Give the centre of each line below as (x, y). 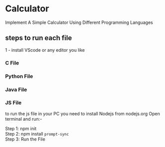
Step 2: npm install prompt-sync (37, 134)
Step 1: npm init (21, 128)
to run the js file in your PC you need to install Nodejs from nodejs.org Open (82, 113)
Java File (16, 89)
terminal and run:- (24, 119)
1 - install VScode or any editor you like (45, 50)
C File (12, 63)
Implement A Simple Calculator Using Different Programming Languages (79, 22)
